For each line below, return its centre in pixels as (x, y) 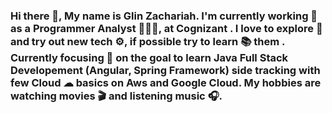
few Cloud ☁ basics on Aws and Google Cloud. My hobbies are (166, 82)
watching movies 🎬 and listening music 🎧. (116, 96)
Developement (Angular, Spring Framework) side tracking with (165, 70)
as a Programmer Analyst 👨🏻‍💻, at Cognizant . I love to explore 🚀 (166, 28)
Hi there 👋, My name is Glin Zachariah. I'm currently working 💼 (164, 16)
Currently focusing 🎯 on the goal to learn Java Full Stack (149, 57)
